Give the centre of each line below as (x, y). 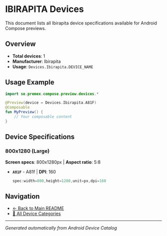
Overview (21, 44)
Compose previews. (26, 28)
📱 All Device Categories (37, 214)
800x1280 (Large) (27, 151)
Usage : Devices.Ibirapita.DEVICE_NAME (53, 66)
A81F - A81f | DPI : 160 (34, 172)
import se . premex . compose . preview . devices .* (52, 94)
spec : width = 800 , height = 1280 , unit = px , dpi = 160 (59, 181)
